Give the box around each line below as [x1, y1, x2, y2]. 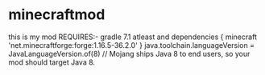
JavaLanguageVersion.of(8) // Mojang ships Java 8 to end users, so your [8, 49, 251, 58]
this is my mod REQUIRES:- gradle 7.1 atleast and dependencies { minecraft [8, 32, 258, 41]
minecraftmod [8, 6, 106, 24]
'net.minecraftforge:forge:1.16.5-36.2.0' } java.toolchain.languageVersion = [8, 40, 255, 49]
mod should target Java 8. [8, 57, 95, 67]
